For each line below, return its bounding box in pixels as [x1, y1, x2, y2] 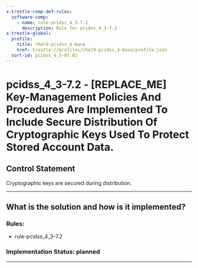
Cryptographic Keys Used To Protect [6, 128, 190, 141]
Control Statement [6, 164, 75, 174]
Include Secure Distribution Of [6, 115, 158, 128]
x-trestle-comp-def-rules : [6, 8, 72, 15]
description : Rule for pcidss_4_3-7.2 [21, 25, 117, 31]
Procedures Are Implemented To [6, 102, 168, 116]
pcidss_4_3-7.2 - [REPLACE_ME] [6, 78, 167, 91]
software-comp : [11, 14, 49, 20]
